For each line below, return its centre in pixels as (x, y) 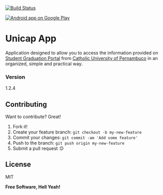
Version (15, 77)
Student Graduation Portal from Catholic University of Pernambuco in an (81, 58)
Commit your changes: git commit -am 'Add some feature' (75, 138)
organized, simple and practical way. (44, 64)
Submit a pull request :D (38, 148)
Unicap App (31, 39)
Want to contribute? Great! (33, 117)
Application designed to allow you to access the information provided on (82, 53)
